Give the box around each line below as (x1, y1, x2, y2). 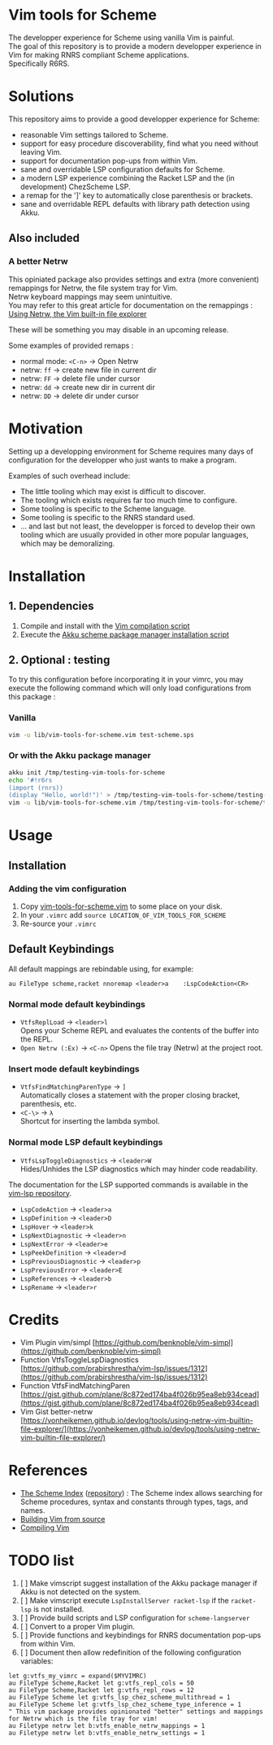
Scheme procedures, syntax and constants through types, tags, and (19, 1497, 249, 1506)
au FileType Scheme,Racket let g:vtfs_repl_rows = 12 (8, 1686, 195, 1695)
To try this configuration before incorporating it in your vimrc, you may (8, 674, 244, 685)
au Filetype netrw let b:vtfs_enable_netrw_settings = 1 (8, 1729, 206, 1737)
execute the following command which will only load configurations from (8, 683, 252, 693)
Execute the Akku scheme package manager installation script (19, 629, 230, 639)
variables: (19, 1655, 54, 1666)
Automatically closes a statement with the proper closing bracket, (19, 1090, 240, 1100)
